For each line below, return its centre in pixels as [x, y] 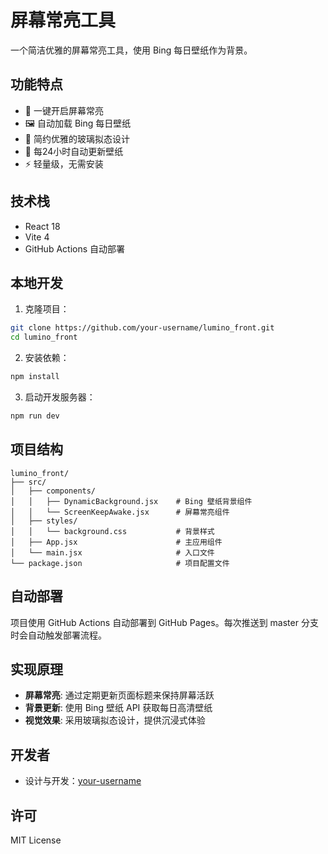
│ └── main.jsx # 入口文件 [112, 552]
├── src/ [28, 482]
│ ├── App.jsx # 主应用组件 [116, 542]
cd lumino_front [44, 337]
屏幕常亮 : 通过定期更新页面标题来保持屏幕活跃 [119, 695]
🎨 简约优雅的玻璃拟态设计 [77, 138]
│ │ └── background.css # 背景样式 [112, 531]
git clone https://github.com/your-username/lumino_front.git [142, 328]
